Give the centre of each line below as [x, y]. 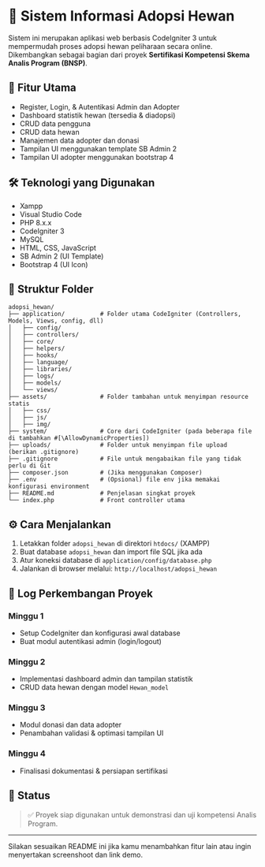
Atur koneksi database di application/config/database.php [116, 560]
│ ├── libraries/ [40, 370]
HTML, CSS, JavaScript [58, 247]
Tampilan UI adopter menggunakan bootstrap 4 [97, 157]
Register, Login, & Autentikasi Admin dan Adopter [99, 106]
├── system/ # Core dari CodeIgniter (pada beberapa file [130, 432]
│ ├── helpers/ [37, 349]
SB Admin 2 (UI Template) [62, 256]
